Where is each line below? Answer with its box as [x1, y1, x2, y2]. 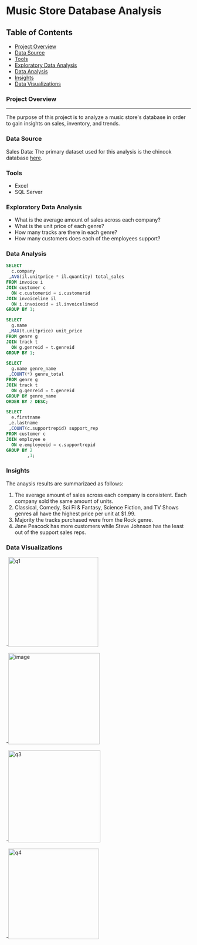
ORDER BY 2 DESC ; [6, 399, 49, 404]
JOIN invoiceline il [6, 295, 57, 301]
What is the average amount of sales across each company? [14, 216, 161, 223]
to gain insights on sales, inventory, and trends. [6, 120, 120, 127]
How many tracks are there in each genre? [14, 229, 117, 236]
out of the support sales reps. [14, 529, 86, 536]
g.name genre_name [11, 366, 57, 372]
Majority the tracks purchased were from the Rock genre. [14, 516, 154, 523]
